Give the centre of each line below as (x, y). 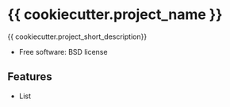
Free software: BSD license (63, 52)
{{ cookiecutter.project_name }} (115, 15)
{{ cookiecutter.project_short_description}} (77, 36)
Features (30, 77)
